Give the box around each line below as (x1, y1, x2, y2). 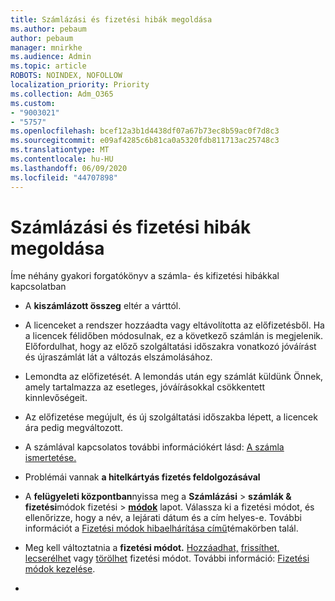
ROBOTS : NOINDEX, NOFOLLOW (10, 71, 123, 81)
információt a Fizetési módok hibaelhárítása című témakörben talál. (24, 522, 299, 535)
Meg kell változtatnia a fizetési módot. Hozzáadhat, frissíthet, (24, 542, 280, 554)
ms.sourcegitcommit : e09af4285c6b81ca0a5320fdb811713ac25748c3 (10, 136, 280, 146)
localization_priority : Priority (10, 80, 150, 90)
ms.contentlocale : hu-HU (10, 154, 114, 164)
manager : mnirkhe (10, 42, 83, 53)
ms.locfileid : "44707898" (10, 172, 118, 183)
